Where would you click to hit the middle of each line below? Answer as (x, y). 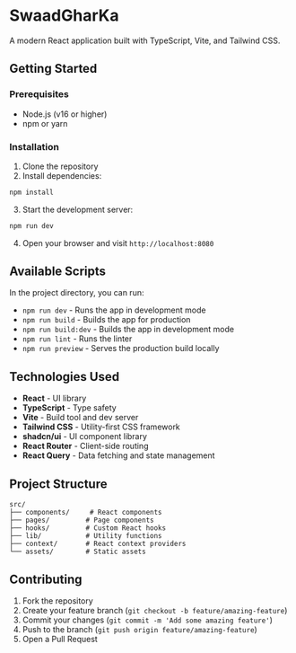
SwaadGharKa (64, 16)
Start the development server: (78, 209)
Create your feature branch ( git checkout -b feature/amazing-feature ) (155, 610)
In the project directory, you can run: (77, 293)
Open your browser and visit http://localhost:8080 (118, 243)
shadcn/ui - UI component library (85, 437)
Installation (35, 146)
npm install (31, 192)
